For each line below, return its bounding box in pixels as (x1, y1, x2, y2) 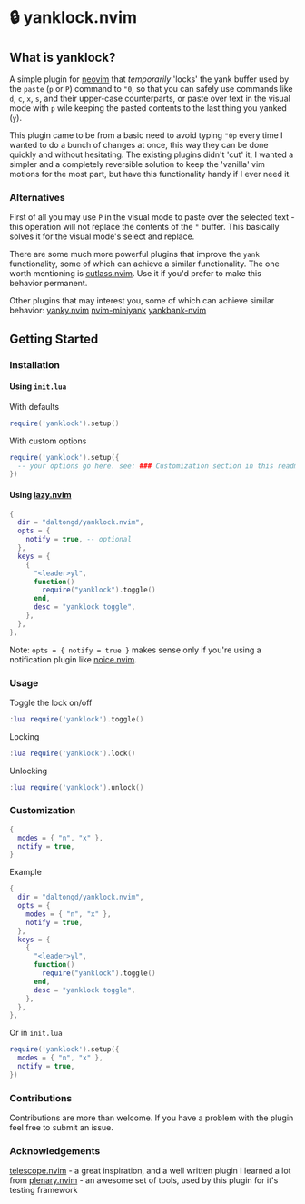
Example (9, 867, 43, 878)
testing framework (9, 1185, 79, 1196)
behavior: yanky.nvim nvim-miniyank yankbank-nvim (9, 305, 207, 316)
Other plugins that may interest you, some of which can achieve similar (9, 295, 275, 306)
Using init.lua (9, 381, 67, 392)
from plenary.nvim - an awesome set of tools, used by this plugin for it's (9, 1175, 279, 1186)
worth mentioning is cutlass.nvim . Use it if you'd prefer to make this (9, 268, 261, 279)
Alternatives (9, 191, 65, 204)
